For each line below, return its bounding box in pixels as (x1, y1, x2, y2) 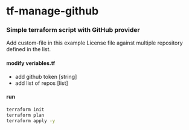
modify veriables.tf (6, 60, 56, 67)
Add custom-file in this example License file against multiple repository (6, 39, 183, 46)
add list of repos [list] (14, 79, 68, 87)
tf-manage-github (6, 4, 99, 18)
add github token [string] (14, 73, 77, 80)
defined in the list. (6, 46, 51, 53)
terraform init (6, 107, 45, 113)
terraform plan (6, 112, 45, 118)
